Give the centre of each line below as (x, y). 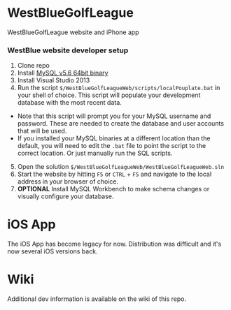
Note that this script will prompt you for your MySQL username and (114, 116)
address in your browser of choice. (68, 182)
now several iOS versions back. (52, 251)
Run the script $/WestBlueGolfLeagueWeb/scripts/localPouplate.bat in (119, 88)
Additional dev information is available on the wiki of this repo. (97, 299)
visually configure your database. (65, 196)
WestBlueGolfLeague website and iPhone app (73, 32)
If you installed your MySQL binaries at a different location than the (114, 138)
